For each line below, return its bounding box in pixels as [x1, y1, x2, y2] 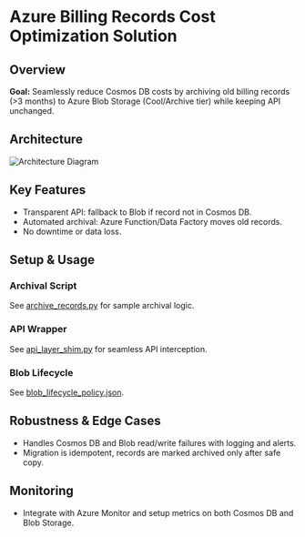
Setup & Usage [9, 252, 96, 268]
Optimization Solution [9, 25, 178, 46]
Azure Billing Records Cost [9, 6, 216, 27]
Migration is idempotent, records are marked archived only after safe [22, 447, 281, 458]
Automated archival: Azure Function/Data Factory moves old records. [22, 216, 282, 227]
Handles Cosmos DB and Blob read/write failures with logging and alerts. [22, 437, 297, 448]
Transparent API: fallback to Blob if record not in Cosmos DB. [22, 207, 252, 218]
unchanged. [9, 106, 55, 116]
